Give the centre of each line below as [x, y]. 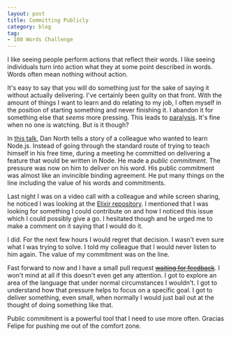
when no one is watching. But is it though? [68, 125]
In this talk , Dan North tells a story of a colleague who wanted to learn [107, 138]
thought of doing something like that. [60, 305]
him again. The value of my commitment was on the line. [88, 255]
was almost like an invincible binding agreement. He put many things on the [116, 176]
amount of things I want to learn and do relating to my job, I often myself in [114, 103]
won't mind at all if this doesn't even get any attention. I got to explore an [112, 276]
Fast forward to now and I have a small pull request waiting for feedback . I [113, 268]
